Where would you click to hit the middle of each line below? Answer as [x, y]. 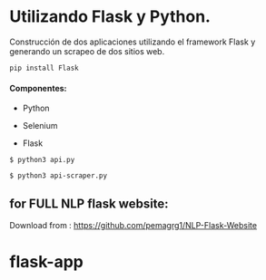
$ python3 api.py [42, 160]
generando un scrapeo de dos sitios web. [87, 51]
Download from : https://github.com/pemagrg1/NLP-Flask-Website [133, 225]
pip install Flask [44, 68]
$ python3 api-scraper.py [58, 176]
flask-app [46, 262]
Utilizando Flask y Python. [110, 17]
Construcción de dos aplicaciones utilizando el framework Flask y [133, 42]
